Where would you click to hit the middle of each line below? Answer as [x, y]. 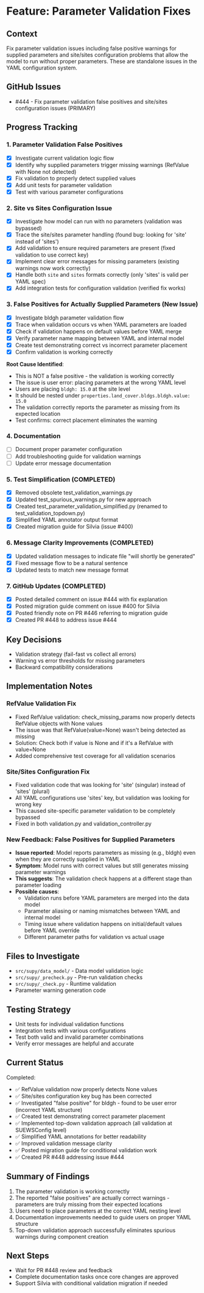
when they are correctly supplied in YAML [68, 859]
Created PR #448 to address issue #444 [66, 620]
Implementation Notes [50, 686]
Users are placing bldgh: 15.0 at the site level [73, 389]
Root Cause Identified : [35, 365]
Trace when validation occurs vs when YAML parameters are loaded [101, 324]
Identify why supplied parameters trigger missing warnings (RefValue [102, 165]
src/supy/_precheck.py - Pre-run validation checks [79, 977]
